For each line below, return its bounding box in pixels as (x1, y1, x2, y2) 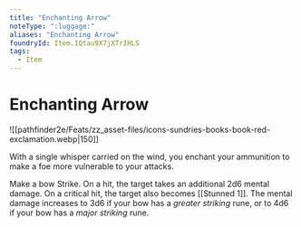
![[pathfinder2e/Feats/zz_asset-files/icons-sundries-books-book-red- (9, 124, 271, 135)
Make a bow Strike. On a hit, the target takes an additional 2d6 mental (9, 178, 270, 189)
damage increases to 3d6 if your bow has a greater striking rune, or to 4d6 (9, 197, 289, 208)
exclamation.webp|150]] (9, 133, 100, 145)
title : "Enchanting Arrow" (9, 13, 112, 23)
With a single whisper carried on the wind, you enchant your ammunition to (9, 151, 290, 162)
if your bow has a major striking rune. (9, 207, 150, 218)
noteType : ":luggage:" (9, 22, 95, 31)
